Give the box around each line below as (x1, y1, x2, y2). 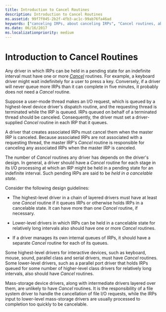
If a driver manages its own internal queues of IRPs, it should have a (12, 234, 151, 240)
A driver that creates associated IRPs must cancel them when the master (5, 129, 153, 135)
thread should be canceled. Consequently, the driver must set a (5, 114, 135, 120)
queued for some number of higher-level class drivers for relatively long (5, 265, 152, 271)
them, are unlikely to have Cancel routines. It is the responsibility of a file (5, 285, 153, 291)
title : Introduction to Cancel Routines (5, 7, 90, 12)
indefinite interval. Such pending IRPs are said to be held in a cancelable (5, 170, 153, 176)
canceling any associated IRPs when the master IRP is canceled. (5, 144, 136, 151)
